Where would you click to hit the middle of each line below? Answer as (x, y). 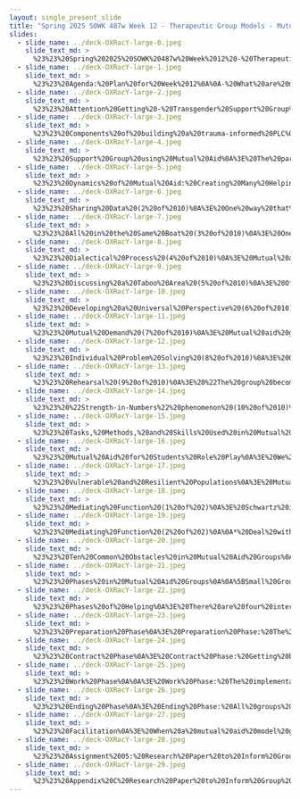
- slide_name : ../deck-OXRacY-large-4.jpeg (99, 142)
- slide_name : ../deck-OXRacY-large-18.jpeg (101, 491)
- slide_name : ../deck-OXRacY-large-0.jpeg (99, 42)
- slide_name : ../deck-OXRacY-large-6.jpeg (99, 192)
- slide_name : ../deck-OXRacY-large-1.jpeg (99, 68)
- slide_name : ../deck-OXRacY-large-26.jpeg (101, 690)
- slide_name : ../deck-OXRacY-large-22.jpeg (101, 590)
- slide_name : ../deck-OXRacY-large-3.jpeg (99, 117)
